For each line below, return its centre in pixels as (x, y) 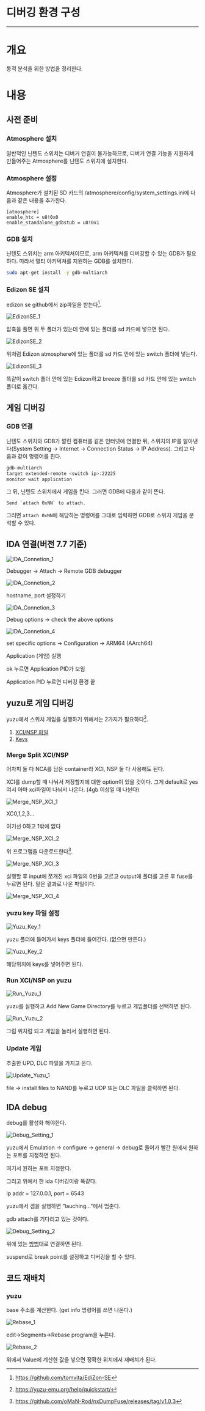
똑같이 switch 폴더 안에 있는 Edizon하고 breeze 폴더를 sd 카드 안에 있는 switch (101, 379)
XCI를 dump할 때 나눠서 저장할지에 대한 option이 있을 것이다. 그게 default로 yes (102, 782)
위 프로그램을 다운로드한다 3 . (40, 851)
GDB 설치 (20, 239)
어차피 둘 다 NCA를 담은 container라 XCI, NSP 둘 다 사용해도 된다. (85, 769)
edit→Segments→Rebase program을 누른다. (61, 1335)
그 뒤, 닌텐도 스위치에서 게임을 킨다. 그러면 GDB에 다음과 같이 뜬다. (86, 492)
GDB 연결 (20, 427)
